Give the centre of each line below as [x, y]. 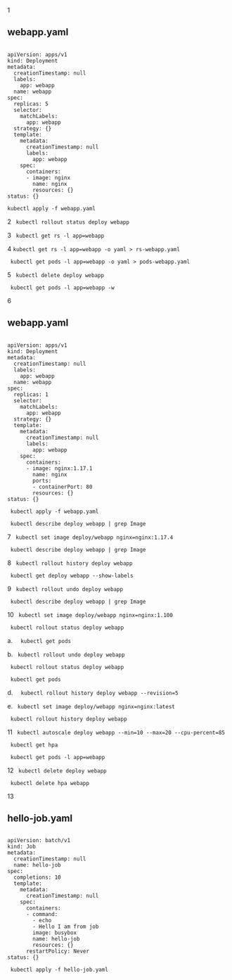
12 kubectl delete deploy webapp [57, 770]
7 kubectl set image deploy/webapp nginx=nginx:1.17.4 [90, 537]
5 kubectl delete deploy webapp [56, 274]
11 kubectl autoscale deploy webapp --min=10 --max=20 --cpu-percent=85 [116, 732]
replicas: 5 [31, 104]
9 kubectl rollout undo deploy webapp [65, 588]
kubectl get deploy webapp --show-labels [72, 575]
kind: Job [22, 847]
